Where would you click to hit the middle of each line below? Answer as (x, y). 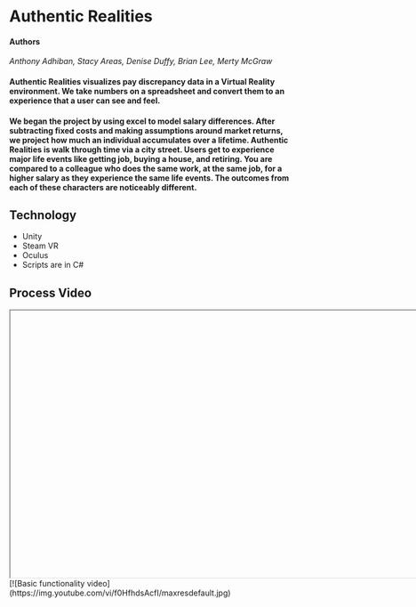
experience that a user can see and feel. (85, 101)
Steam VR (40, 246)
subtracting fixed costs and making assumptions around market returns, (146, 130)
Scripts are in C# (53, 265)
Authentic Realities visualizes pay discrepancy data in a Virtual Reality (142, 81)
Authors (25, 41)
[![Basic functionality (47, 584)
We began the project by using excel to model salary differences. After (142, 121)
